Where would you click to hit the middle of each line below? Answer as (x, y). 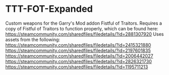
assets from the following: (33, 40)
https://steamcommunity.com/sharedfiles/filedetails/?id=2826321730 (79, 61)
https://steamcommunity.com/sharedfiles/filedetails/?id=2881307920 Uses (85, 34)
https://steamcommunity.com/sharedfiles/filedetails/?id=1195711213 (77, 67)
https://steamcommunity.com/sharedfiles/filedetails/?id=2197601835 (78, 50)
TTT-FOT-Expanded (49, 9)
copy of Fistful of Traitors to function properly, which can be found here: (82, 28)
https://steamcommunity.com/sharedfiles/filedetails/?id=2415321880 (78, 45)
